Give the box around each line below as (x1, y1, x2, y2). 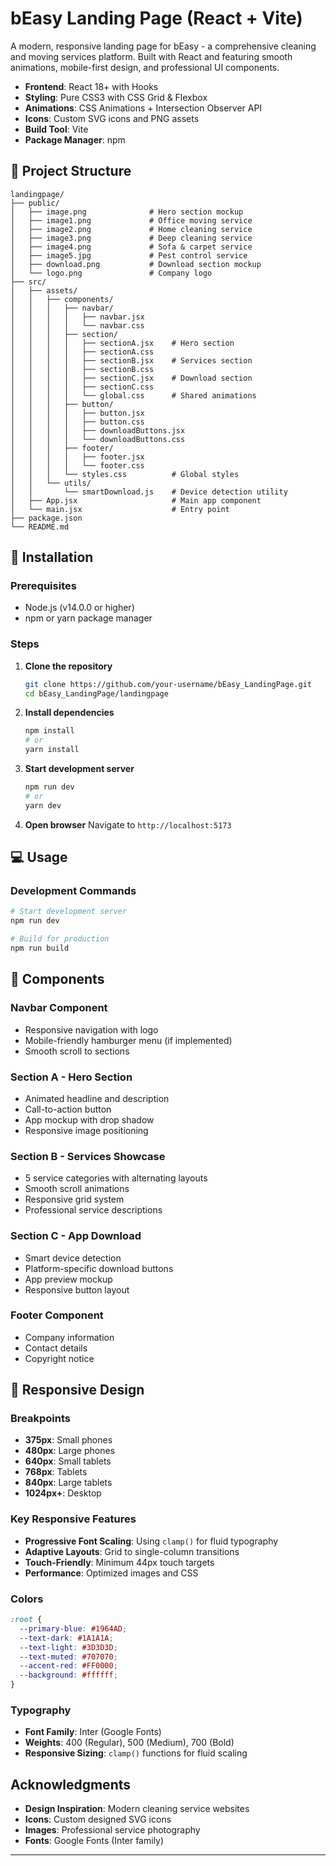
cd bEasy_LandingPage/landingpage (24, 688, 169, 699)
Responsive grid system (24, 1193, 125, 1206)
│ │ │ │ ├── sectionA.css (10, 347, 155, 357)
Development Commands (10, 884, 137, 898)
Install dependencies (24, 707, 115, 719)
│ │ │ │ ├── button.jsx (10, 408, 145, 418)
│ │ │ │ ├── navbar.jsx (10, 312, 145, 322)
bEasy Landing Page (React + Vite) (10, 7, 303, 30)
